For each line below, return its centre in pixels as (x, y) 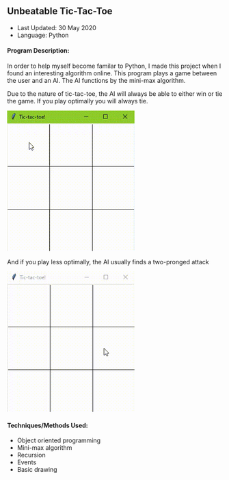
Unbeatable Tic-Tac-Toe (60, 11)
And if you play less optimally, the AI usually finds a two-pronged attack (108, 262)
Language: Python (43, 35)
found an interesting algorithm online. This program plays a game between (112, 73)
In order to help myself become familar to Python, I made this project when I (114, 66)
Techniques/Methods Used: (48, 425)
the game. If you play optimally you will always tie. (78, 101)
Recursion (31, 455)
